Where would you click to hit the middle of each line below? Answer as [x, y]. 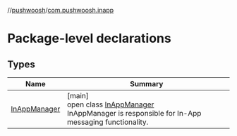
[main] [78, 96]
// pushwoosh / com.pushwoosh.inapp [61, 10]
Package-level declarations [89, 39]
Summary [147, 84]
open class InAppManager [110, 104]
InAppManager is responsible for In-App [134, 113]
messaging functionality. [108, 122]
